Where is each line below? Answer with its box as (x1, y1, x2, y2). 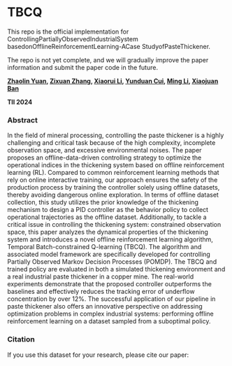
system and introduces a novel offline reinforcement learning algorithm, (7, 235, 213, 244)
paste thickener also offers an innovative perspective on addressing (7, 302, 203, 311)
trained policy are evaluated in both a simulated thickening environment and (7, 265, 226, 274)
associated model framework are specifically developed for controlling (7, 250, 211, 259)
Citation (7, 335, 35, 344)
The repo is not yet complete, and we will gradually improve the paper (7, 55, 209, 64)
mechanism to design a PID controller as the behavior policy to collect (7, 206, 208, 214)
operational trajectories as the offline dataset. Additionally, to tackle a (7, 213, 208, 221)
